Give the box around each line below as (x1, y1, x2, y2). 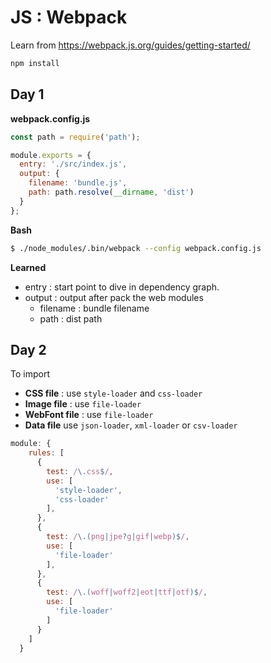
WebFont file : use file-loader (24, 409, 154, 421)
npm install (10, 58, 60, 68)
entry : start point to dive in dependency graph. (24, 281, 220, 293)
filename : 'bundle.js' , (28, 178, 128, 188)
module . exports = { (10, 150, 92, 160)
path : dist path (39, 312, 103, 325)
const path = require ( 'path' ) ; (10, 132, 141, 142)
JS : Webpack (10, 6, 128, 29)
